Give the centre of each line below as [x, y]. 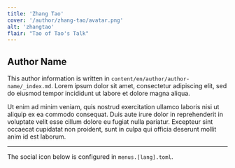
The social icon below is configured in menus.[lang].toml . [90, 157]
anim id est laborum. [37, 136]
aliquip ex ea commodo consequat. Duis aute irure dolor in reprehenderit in [115, 114]
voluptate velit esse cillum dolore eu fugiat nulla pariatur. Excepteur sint [110, 122]
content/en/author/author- [150, 79]
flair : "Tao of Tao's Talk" [48, 33]
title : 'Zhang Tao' [36, 14]
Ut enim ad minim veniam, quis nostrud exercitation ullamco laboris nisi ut [113, 107]
